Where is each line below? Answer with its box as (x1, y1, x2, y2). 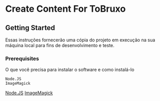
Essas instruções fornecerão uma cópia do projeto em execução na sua (5, 37, 155, 43)
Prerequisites (5, 55, 39, 62)
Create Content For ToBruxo (5, 3, 126, 15)
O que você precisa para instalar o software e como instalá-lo (5, 67, 135, 73)
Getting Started (5, 23, 55, 32)
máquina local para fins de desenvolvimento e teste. (5, 42, 115, 48)
